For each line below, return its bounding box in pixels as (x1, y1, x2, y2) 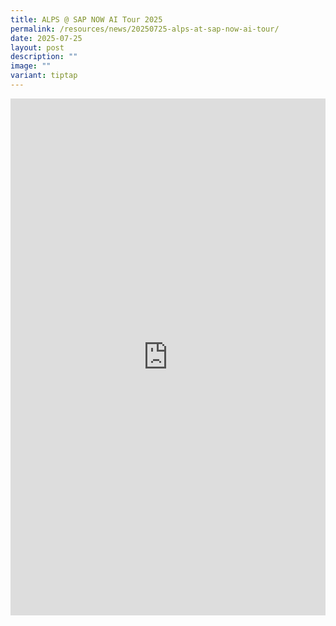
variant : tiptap (10, 71, 78, 81)
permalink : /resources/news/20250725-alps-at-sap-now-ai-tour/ (10, 24, 280, 34)
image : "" (10, 61, 52, 71)
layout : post (10, 42, 65, 53)
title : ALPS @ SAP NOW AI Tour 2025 (10, 14, 163, 25)
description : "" (10, 52, 78, 62)
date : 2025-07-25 (10, 33, 83, 43)
